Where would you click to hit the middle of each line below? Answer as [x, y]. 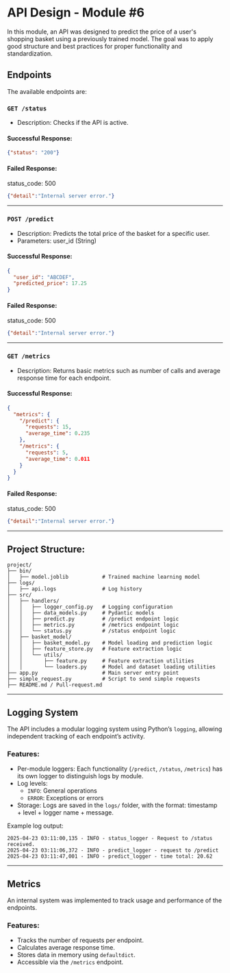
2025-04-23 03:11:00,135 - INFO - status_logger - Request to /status [110, 839]
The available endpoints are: [47, 91]
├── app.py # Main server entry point [93, 673]
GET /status [27, 108]
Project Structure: [46, 549]
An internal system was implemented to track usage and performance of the [115, 900]
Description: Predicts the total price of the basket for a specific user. [113, 233]
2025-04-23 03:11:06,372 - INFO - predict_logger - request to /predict [113, 851]
